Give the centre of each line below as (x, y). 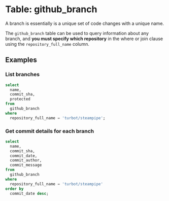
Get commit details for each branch (50, 131)
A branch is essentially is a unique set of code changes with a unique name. (84, 23)
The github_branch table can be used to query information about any (77, 33)
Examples (21, 60)
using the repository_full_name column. (47, 44)
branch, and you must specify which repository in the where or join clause (84, 39)
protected (20, 99)
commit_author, (26, 160)
